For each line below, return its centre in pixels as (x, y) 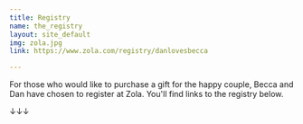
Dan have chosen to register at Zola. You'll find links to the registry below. (147, 94)
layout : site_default (50, 34)
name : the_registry (46, 26)
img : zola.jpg (36, 43)
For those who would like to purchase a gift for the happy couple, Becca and (151, 84)
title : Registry (40, 18)
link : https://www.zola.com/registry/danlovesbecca (109, 51)
